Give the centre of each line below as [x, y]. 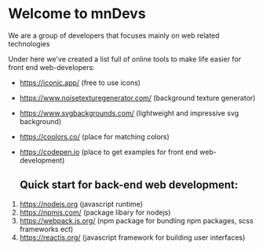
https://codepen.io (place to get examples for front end [109, 152]
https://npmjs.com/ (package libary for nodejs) [95, 212]
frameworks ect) [46, 229]
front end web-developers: [52, 67]
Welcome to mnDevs [77, 14]
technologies [29, 43]
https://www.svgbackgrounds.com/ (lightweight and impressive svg [129, 113]
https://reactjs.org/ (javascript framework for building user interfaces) [132, 237]
